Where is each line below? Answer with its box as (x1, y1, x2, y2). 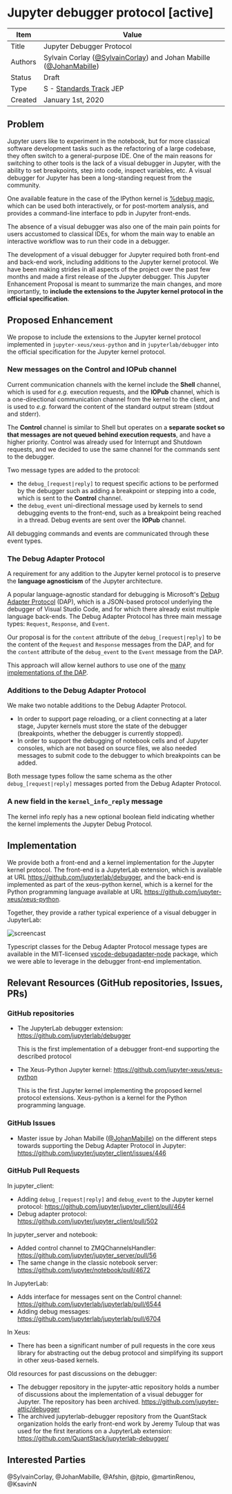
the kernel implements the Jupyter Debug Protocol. (7, 820, 153, 828)
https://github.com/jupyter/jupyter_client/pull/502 (17, 1217, 158, 1225)
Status (10, 73, 32, 82)
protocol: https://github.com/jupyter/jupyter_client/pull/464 (17, 1202, 186, 1210)
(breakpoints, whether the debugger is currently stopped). (17, 729, 184, 738)
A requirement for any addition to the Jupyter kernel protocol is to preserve (7, 570, 221, 578)
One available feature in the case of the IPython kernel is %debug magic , (7, 194, 215, 202)
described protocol (17, 1052, 72, 1061)
